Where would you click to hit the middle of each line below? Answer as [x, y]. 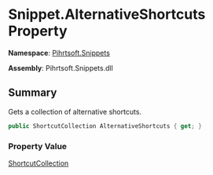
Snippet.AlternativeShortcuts [107, 15]
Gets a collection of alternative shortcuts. [75, 111]
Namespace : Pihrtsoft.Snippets [59, 53]
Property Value [38, 146]
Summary [33, 93]
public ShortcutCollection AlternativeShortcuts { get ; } [105, 126]
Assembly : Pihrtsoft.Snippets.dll [61, 67]
